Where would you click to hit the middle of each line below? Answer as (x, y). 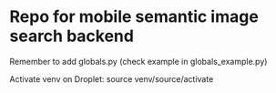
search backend (72, 36)
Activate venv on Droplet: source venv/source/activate (112, 78)
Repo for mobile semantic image (134, 17)
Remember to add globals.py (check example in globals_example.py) (138, 61)
